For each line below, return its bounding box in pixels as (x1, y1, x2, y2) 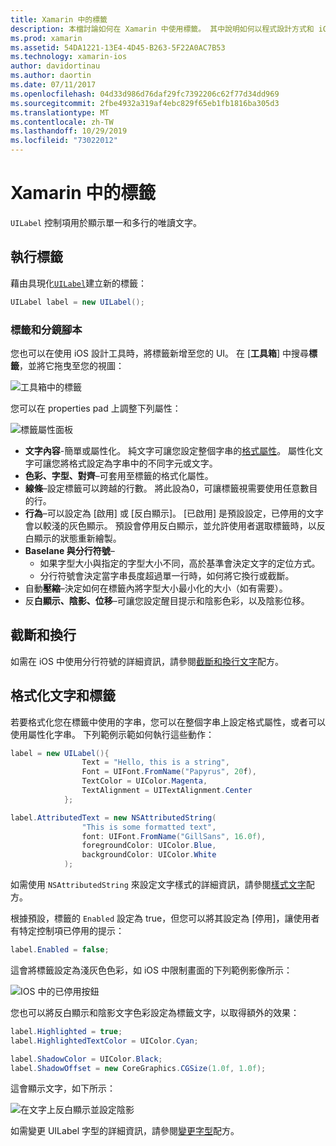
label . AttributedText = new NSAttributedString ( (10, 812, 217, 823)
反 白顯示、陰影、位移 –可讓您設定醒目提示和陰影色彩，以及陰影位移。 (24, 594, 310, 606)
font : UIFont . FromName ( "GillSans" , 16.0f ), (81, 831, 267, 841)
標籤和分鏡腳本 (10, 322, 83, 336)
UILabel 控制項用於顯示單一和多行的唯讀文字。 (10, 216, 203, 228)
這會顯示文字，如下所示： (10, 1082, 116, 1095)
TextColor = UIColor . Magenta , (81, 776, 208, 786)
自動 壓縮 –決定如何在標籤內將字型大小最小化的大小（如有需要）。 (24, 582, 288, 594)
